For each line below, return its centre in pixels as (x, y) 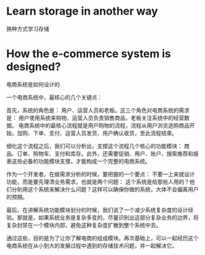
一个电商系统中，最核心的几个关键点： (54, 97)
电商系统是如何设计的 (33, 84)
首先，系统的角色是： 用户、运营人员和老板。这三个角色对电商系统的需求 (98, 110)
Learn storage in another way (82, 11)
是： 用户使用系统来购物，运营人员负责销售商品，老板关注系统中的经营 (95, 117)
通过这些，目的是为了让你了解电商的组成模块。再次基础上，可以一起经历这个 (103, 238)
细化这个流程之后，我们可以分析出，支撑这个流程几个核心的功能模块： (95, 146)
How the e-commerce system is (89, 54)
